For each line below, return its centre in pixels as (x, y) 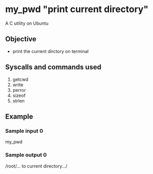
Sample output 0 (26, 155)
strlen (19, 101)
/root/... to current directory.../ (36, 166)
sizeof (19, 95)
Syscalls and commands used (53, 67)
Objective (21, 39)
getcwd (20, 79)
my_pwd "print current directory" (77, 9)
